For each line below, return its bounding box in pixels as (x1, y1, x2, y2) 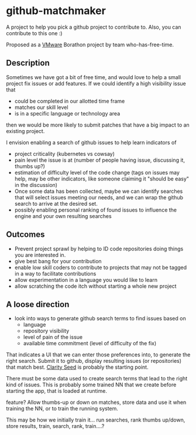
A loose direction (6, 299, 70, 309)
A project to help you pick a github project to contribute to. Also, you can (6, 23, 181, 30)
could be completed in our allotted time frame (14, 97, 125, 104)
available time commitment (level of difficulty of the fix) (23, 340, 157, 347)
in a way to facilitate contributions (14, 270, 97, 277)
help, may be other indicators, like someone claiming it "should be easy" (14, 175, 189, 182)
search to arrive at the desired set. (14, 200, 98, 207)
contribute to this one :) (6, 29, 63, 36)
